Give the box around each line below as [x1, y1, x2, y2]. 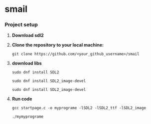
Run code [11, 96, 32, 102]
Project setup [4, 21, 38, 28]
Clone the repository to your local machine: [11, 42, 104, 48]
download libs [11, 61, 42, 66]
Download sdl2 [11, 32, 44, 38]
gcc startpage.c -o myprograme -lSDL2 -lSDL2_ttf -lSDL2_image [11, 106, 147, 111]
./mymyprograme [11, 114, 44, 120]
